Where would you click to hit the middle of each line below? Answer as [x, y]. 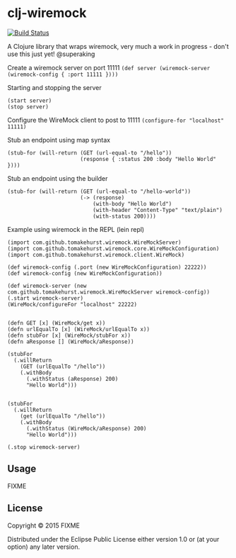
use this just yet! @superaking [51, 54]
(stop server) [28, 107]
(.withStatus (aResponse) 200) [72, 379]
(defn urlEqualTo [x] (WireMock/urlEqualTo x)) [79, 329]
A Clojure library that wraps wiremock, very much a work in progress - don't [118, 46]
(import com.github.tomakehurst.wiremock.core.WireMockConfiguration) [113, 249]
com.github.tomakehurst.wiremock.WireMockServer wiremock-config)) [109, 292]
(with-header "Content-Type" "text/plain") [158, 210]
